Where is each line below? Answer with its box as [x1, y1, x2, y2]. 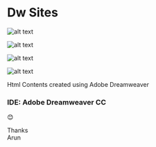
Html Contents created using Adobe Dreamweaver [7, 80, 149, 88]
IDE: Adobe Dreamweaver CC [7, 97, 107, 107]
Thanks [7, 126, 29, 135]
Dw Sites [7, 5, 58, 21]
